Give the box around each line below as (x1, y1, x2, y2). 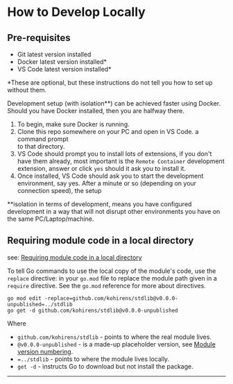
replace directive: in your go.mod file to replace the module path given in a (7, 274, 217, 282)
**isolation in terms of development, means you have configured (7, 200, 192, 208)
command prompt (17, 135, 69, 143)
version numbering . (17, 347, 74, 356)
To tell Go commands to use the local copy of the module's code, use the (7, 267, 216, 275)
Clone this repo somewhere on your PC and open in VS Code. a (17, 128, 199, 135)
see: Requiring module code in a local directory (7, 253, 142, 261)
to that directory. (17, 142, 65, 150)
